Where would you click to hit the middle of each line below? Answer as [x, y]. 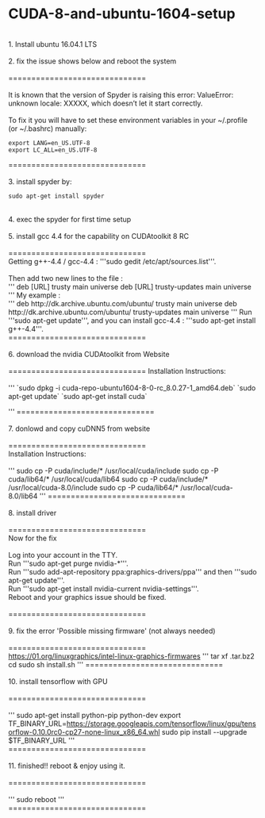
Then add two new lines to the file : [65, 278]
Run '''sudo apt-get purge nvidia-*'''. [68, 563]
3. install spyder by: [40, 181]
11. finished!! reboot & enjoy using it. [67, 766]
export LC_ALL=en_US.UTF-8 [53, 150]
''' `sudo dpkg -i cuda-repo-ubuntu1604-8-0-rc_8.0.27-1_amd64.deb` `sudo [132, 388]
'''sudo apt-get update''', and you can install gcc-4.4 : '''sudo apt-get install [132, 320]
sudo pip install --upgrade [204, 732]
